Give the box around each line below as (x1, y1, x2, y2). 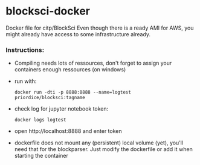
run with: (14, 77, 37, 85)
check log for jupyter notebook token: (14, 105, 109, 112)
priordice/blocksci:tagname (14, 95, 85, 101)
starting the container (14, 152, 69, 160)
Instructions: (5, 45, 45, 54)
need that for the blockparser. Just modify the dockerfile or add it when (14, 146, 193, 153)
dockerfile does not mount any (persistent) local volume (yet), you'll (14, 139, 184, 146)
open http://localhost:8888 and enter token (14, 128, 122, 135)
